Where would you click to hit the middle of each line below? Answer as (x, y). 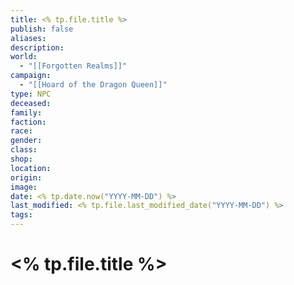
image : (24, 187)
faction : (28, 122)
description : (37, 47)
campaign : (31, 76)
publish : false (42, 29)
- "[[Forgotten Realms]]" (73, 66)
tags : (21, 215)
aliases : (28, 38)
